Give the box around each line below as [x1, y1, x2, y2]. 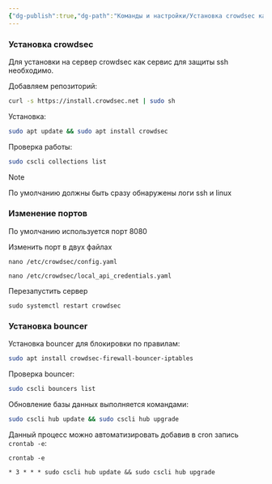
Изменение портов [8, 208, 87, 219]
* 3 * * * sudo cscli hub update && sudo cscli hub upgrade [8, 468, 216, 476]
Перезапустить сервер [8, 286, 88, 295]
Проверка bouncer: [8, 369, 75, 379]
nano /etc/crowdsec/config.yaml [8, 257, 117, 265]
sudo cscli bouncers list [8, 385, 96, 393]
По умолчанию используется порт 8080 [8, 226, 147, 236]
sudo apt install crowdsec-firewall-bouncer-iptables [8, 355, 194, 363]
